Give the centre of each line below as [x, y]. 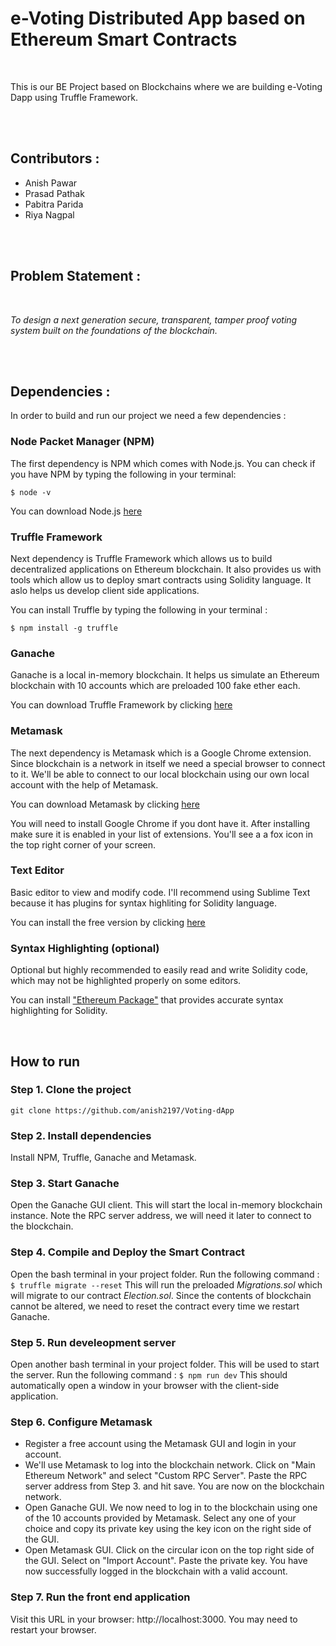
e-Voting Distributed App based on [158, 18]
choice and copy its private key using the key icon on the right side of [168, 1529]
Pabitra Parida [54, 204]
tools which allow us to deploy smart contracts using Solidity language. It [161, 579]
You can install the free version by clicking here [108, 922]
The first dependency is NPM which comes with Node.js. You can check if [163, 463]
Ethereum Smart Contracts [124, 39]
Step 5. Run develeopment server [93, 1342]
